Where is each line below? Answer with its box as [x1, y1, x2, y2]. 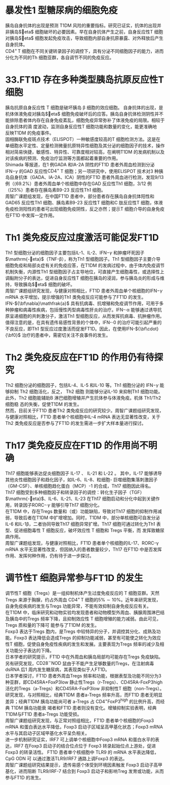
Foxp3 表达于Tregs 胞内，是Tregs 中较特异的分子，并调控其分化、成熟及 [5, 628, 157, 634]
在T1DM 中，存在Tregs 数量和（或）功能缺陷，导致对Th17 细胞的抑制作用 [5, 508, 158, 514]
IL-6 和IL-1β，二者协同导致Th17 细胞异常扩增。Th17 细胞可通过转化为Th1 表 [5, 521, 161, 527]
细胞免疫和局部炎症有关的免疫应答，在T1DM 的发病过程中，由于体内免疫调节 [5, 262, 165, 269]
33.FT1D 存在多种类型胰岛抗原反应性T [5, 74, 164, 85]
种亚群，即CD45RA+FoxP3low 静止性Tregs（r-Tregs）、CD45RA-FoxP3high [5, 679, 163, 685]
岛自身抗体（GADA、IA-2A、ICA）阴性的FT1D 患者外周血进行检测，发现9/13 [5, 174, 164, 181]
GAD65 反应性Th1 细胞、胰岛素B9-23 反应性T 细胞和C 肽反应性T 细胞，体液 [5, 200, 163, 206]
